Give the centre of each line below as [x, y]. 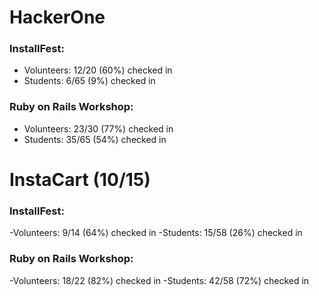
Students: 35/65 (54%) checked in [95, 139]
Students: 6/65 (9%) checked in [89, 81]
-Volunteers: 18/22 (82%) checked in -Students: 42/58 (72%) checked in [159, 280]
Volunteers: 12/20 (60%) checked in [98, 70]
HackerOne [57, 17]
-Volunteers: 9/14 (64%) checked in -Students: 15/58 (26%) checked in [156, 233]
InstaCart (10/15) [80, 179]
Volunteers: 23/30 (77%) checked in [98, 128]
